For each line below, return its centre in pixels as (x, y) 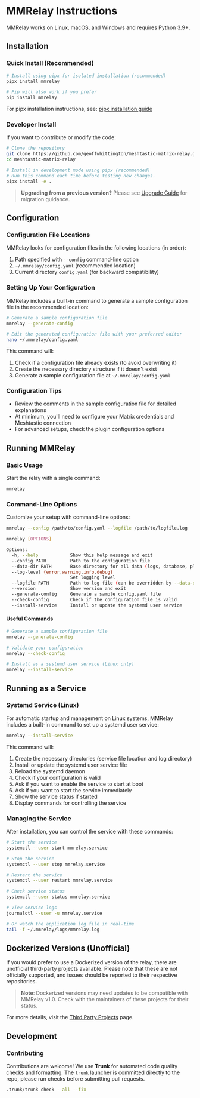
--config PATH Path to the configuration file (81, 561)
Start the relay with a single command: (53, 478)
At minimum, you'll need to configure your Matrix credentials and (94, 417)
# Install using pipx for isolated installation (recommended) (86, 76)
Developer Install (31, 125)
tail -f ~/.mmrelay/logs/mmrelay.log (53, 930)
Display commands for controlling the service (71, 803)
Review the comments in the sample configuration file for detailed (96, 404)
